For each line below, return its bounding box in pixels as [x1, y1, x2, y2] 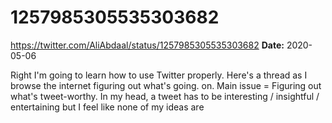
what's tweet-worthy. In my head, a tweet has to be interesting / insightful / [10, 90, 320, 102]
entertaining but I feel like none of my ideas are [10, 101, 205, 113]
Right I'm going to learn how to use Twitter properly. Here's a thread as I [10, 69, 308, 81]
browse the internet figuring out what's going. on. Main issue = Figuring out [10, 79, 322, 91]
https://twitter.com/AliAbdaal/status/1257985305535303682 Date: [10, 39, 285, 51]
